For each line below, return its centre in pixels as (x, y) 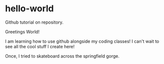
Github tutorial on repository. (34, 22)
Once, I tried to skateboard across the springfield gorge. (62, 56)
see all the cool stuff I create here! (40, 46)
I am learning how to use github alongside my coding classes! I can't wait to (82, 41)
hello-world (30, 9)
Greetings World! (22, 32)
